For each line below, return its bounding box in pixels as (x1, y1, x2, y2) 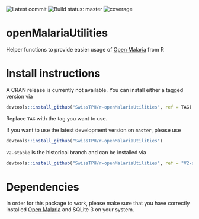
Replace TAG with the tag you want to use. (6, 115, 108, 122)
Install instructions (6, 67, 101, 80)
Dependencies (6, 180, 79, 193)
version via (6, 93, 33, 100)
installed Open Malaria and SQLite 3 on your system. (6, 206, 134, 213)
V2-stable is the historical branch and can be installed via (6, 148, 146, 155)
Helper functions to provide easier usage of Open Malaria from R (6, 46, 164, 53)
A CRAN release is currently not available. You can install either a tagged (6, 86, 184, 93)
